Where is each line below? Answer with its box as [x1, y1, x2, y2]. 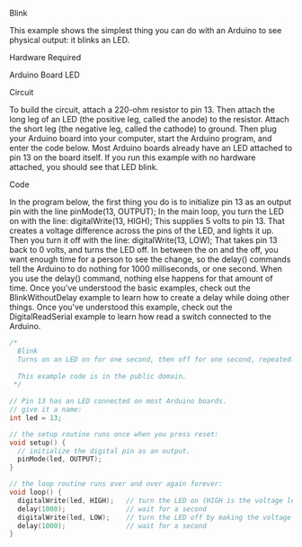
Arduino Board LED [9, 69, 81, 80]
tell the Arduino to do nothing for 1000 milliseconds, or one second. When [9, 264, 283, 273]
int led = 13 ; [9, 413, 63, 422]
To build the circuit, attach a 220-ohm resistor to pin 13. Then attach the [9, 104, 276, 115]
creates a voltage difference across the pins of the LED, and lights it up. [9, 225, 274, 236]
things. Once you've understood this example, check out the [9, 301, 233, 312]
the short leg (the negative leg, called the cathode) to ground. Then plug [9, 123, 277, 134]
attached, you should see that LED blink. [9, 162, 159, 172]
